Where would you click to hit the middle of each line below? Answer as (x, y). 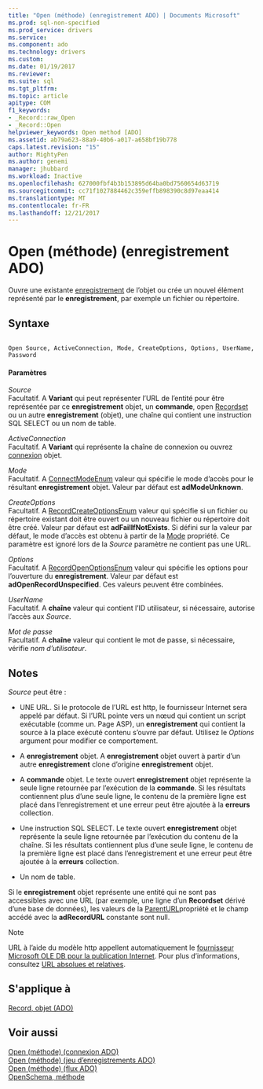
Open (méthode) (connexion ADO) (64, 1051)
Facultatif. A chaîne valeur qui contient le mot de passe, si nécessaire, (122, 640)
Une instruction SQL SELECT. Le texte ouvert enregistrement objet (128, 828)
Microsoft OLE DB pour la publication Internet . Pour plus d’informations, (124, 956)
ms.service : (27, 37)
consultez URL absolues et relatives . (67, 965)
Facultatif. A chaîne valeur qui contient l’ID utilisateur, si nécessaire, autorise (131, 608)
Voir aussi (33, 1033)
